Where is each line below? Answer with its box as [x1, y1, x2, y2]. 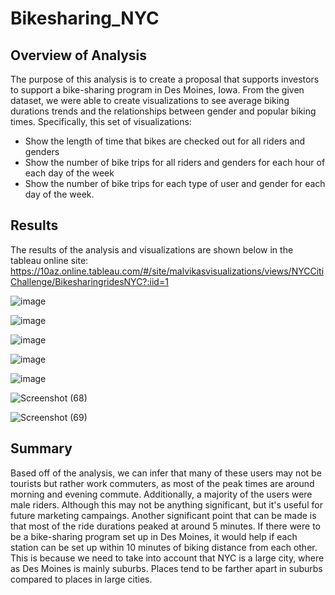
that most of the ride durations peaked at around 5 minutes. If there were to [10, 520, 321, 532]
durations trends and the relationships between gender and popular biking [10, 105, 317, 117]
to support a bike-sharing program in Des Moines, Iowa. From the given [10, 84, 305, 96]
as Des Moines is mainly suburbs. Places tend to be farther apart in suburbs [10, 562, 323, 574]
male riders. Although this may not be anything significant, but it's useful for [10, 498, 323, 511]
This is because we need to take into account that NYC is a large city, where [10, 552, 325, 564]
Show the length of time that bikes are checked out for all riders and [24, 135, 306, 147]
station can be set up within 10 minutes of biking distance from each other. [10, 541, 318, 553]
